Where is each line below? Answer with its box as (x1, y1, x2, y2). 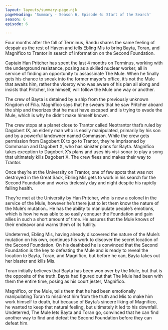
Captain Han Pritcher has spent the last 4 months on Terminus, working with (5, 60, 163, 66)
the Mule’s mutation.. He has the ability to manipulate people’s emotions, (5, 205, 154, 211)
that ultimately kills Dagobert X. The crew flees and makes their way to (5, 154, 151, 160)
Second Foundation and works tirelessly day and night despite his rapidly (5, 180, 156, 186)
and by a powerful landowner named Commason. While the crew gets (5, 133, 149, 139)
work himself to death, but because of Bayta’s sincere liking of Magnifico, (5, 299, 157, 305)
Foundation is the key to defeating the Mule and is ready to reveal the (5, 247, 148, 254)
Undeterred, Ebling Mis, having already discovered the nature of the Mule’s (5, 232, 160, 238)
